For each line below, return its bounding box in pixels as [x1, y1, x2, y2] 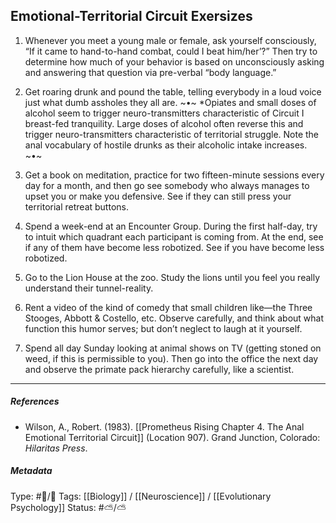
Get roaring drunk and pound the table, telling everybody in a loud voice [24, 85, 322, 98]
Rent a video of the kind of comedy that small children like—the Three [24, 301, 313, 313]
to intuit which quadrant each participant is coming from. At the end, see [24, 230, 324, 243]
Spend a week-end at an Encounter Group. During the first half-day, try [24, 220, 318, 232]
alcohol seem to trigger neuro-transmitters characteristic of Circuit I [24, 107, 305, 119]
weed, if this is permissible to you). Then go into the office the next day [24, 352, 319, 364]
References [10, 395, 60, 408]
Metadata [10, 465, 53, 477]
